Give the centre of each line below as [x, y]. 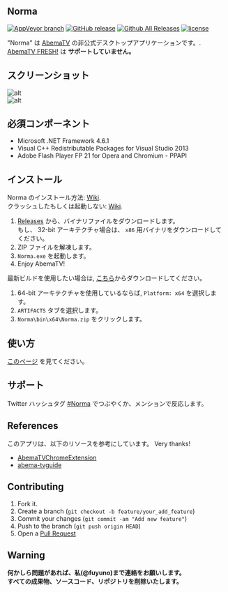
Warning [26, 555]
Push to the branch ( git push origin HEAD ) [79, 526]
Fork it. [28, 503]
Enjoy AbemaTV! [41, 264]
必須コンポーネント [48, 124]
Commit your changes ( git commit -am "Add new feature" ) [102, 518]
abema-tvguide [39, 465]
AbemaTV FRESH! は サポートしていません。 [71, 51]
